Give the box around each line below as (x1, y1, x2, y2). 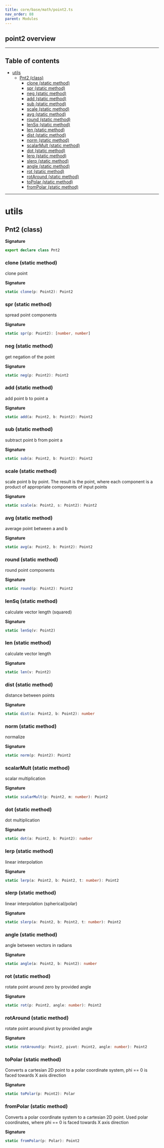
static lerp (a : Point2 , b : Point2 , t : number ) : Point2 (5, 878, 119, 883)
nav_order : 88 (5, 12, 34, 17)
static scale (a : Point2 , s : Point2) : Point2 (5, 503, 97, 508)
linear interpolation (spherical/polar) (5, 900, 78, 906)
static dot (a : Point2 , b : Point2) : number (5, 836, 93, 841)
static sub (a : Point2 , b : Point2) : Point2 (5, 456, 93, 461)
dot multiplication (5, 817, 40, 823)
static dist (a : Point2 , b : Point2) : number (5, 711, 95, 716)
